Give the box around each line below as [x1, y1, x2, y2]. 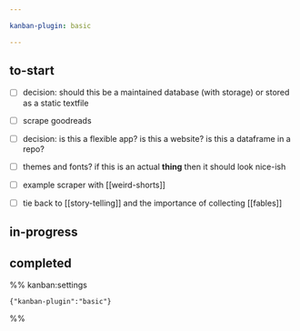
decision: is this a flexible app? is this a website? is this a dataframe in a [22, 133, 291, 144]
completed [9, 256, 73, 271]
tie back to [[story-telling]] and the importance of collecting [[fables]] [22, 197, 283, 208]
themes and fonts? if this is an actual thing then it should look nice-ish [22, 161, 286, 172]
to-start [9, 63, 55, 78]
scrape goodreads [22, 115, 93, 125]
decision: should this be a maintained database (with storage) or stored [22, 87, 290, 98]
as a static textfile [22, 97, 89, 108]
